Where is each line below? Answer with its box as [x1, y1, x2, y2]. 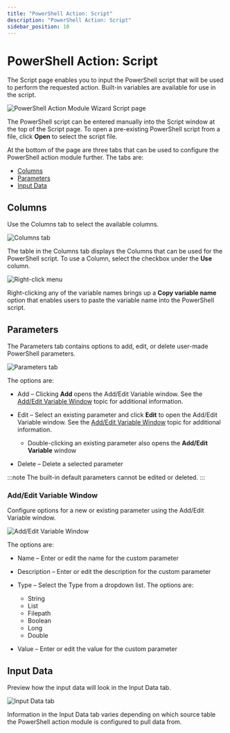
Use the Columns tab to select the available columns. [7, 220, 159, 229]
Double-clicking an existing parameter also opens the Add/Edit [27, 438, 208, 447]
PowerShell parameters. [7, 349, 76, 358]
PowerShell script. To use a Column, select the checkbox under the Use [7, 254, 213, 263]
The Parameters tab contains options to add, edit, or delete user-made [7, 342, 209, 350]
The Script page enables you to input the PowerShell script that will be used [7, 76, 224, 84]
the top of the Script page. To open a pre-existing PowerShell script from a [7, 125, 220, 133]
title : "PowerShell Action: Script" [7, 10, 113, 17]
